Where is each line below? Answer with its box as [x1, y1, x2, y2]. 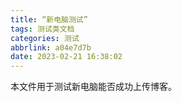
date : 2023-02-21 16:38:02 [10, 52, 123, 62]
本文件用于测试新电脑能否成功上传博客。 [10, 81, 177, 93]
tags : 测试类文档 [10, 24, 75, 34]
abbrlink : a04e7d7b [10, 42, 92, 53]
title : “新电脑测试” [10, 14, 88, 25]
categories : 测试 [10, 33, 80, 43]
